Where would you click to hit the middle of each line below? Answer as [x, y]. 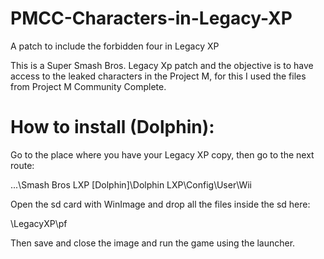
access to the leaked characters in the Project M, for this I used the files [158, 76]
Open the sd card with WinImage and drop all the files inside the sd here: [160, 204]
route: [22, 165]
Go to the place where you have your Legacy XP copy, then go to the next [162, 154]
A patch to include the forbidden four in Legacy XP [115, 46]
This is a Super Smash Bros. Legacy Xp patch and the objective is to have [162, 65]
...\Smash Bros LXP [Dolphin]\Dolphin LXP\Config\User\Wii [131, 184]
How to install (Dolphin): [112, 127]
